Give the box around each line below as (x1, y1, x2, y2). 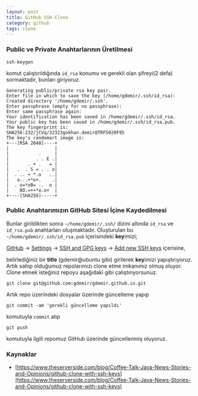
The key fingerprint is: (6, 124, 68, 130)
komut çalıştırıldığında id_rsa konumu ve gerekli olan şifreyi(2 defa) (6, 70, 173, 77)
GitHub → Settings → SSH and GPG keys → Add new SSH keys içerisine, (6, 244, 186, 251)
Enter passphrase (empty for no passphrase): (6, 103, 122, 109)
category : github (6, 20, 50, 26)
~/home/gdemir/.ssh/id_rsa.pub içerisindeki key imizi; (6, 232, 138, 240)
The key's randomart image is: (6, 134, 85, 141)
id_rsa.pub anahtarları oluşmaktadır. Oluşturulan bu (6, 226, 134, 233)
